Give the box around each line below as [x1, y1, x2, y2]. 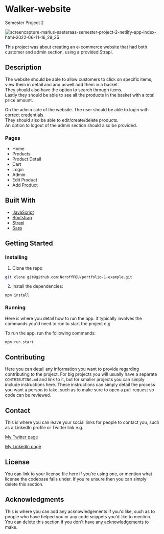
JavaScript [12, 209, 34, 215]
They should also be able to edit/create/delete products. [5, 117, 118, 123]
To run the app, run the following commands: [5, 330, 96, 336]
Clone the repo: [12, 265, 44, 271]
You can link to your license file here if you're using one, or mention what [5, 471, 153, 477]
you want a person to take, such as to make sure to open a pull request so [5, 387, 154, 393]
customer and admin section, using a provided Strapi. [5, 49, 113, 55]
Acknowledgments [5, 495, 65, 504]
